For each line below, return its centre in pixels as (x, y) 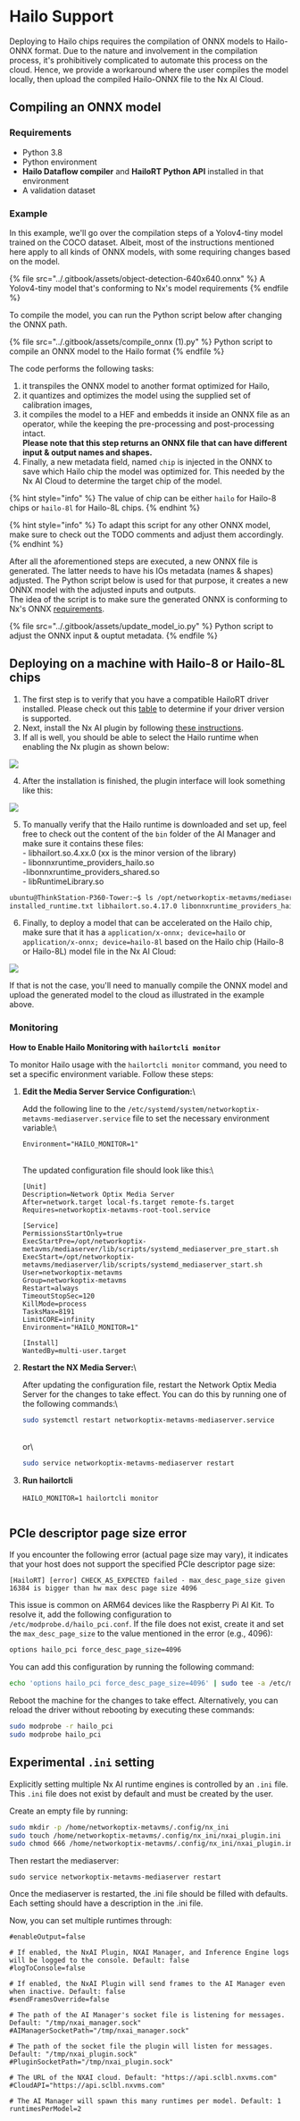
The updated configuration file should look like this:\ (118, 1170)
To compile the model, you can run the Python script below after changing (146, 315)
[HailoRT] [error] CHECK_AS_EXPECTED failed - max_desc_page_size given (147, 1581)
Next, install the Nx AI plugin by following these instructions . (133, 728)
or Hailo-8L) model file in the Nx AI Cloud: (99, 951)
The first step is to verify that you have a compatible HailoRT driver (146, 699)
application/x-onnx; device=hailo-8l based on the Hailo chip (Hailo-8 (153, 942)
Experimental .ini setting (82, 1763)
